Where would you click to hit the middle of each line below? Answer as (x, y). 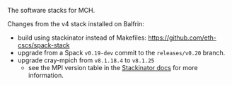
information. (46, 75)
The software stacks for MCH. (51, 10)
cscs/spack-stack (43, 45)
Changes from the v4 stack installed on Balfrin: (76, 24)
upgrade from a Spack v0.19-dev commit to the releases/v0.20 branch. (121, 53)
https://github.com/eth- (182, 38)
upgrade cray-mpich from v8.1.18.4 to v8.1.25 (86, 60)
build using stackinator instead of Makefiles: (82, 38)
